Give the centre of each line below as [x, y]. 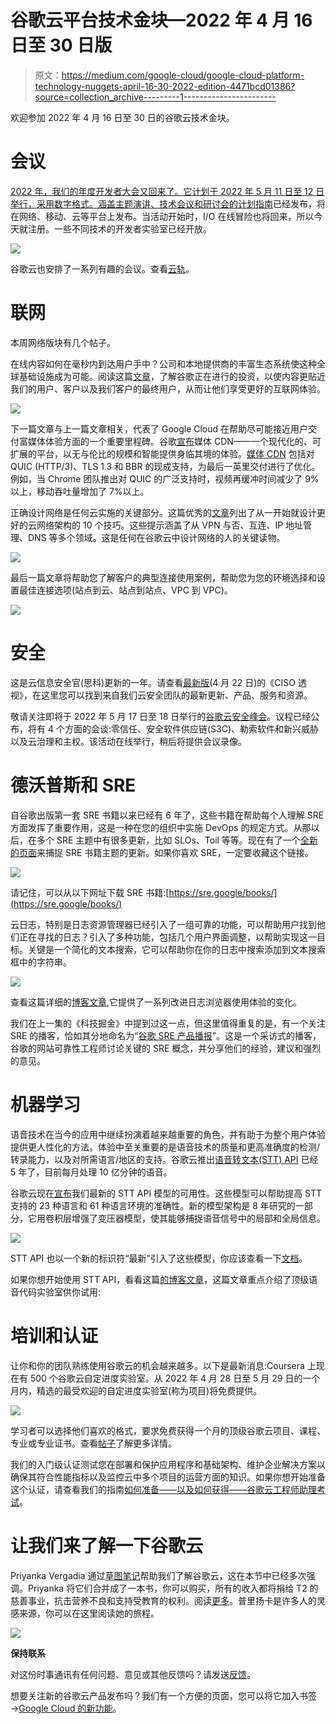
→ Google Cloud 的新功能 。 [66, 1708]
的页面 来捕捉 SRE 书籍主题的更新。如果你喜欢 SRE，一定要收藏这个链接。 [162, 852]
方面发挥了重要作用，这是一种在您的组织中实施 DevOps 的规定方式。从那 [161, 827]
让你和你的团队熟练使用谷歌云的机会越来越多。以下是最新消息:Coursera [157, 1365]
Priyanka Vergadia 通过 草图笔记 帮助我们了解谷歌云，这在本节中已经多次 [158, 1575]
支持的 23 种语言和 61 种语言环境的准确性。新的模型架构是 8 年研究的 [153, 1205]
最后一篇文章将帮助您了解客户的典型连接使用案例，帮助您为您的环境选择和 [163, 577]
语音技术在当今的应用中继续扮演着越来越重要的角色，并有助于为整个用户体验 [168, 1134]
